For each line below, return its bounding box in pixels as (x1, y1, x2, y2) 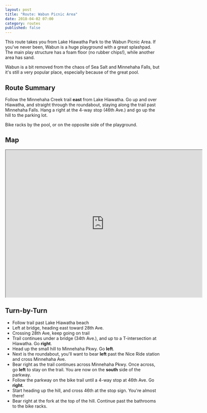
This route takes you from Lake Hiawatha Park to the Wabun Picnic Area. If (5, 39, 156, 45)
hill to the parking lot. (5, 112, 48, 118)
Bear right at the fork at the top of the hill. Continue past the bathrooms (12, 398, 156, 404)
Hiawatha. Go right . (12, 340, 52, 346)
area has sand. (5, 55, 35, 60)
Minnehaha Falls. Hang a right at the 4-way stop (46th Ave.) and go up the (5, 107, 155, 113)
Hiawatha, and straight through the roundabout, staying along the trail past (5, 102, 156, 108)
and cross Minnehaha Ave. (12, 356, 66, 362)
